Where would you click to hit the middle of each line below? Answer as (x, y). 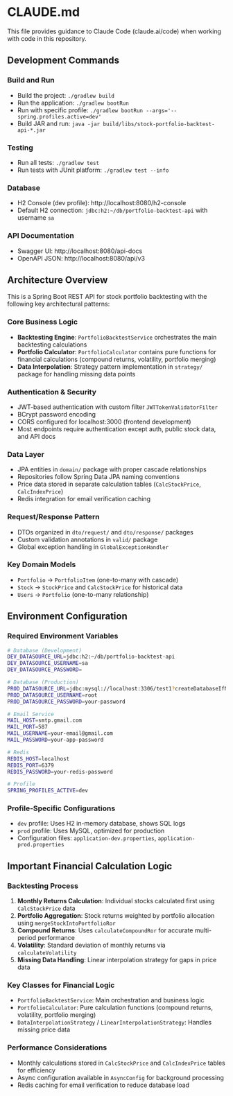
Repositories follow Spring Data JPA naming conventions (98, 477)
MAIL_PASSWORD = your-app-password (55, 740)
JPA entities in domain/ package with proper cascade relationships (112, 469)
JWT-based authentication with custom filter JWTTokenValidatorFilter (118, 407)
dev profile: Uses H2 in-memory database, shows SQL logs (101, 824)
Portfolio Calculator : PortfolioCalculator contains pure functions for (116, 351)
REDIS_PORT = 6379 (31, 765)
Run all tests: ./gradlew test (58, 162)
